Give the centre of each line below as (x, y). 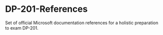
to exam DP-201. (22, 28)
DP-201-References (46, 9)
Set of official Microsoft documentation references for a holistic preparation (82, 23)
